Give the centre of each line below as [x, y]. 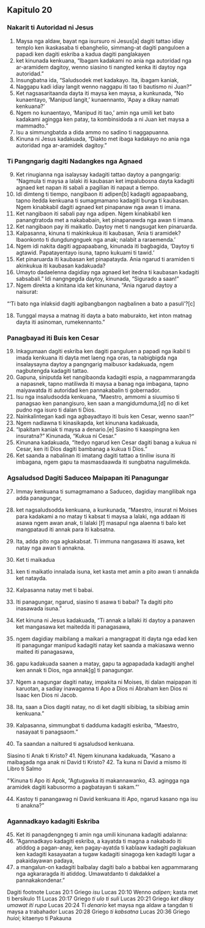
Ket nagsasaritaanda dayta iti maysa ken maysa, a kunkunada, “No [100, 93]
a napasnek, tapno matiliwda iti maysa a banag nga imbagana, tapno [102, 384]
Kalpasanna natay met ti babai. [55, 590]
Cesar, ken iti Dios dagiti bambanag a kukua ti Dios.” [81, 449]
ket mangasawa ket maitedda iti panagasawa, [73, 627]
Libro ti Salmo [24, 769]
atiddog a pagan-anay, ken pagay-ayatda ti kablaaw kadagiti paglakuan [106, 847]
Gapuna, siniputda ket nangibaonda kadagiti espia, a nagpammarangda [106, 377]
